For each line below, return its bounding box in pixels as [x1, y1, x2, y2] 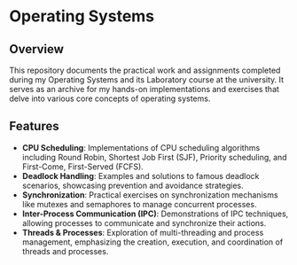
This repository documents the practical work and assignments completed [9, 65, 281, 75]
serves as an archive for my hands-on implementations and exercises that [9, 84, 279, 94]
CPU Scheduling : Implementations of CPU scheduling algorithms [21, 142, 261, 152]
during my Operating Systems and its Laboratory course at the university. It [9, 74, 285, 85]
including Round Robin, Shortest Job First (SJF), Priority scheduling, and [21, 152, 287, 162]
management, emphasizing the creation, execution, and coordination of [21, 237, 284, 247]
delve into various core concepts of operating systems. [9, 93, 211, 104]
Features [9, 119, 59, 134]
